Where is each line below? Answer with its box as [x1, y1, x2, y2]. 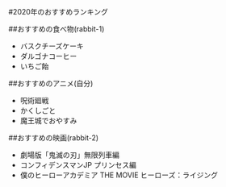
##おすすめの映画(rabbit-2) [8, 133, 99, 143]
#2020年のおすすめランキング [8, 7, 109, 16]
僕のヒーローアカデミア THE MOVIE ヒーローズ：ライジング [19, 170, 218, 180]
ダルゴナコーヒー [19, 52, 77, 60]
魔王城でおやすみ [19, 116, 77, 125]
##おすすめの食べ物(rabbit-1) [8, 24, 105, 34]
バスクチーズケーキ [19, 41, 85, 51]
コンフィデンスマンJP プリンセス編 [19, 160, 137, 169]
